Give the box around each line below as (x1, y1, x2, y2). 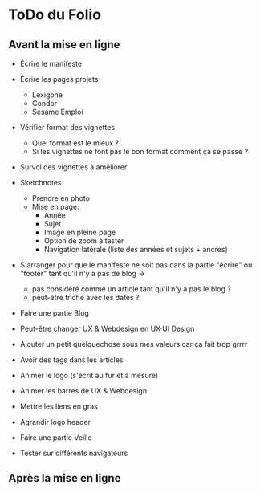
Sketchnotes (19, 178, 62, 187)
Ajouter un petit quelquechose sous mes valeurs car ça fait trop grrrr (19, 340, 248, 348)
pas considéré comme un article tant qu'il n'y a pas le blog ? (31, 284, 231, 294)
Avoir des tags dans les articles (19, 355, 124, 365)
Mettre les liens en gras (19, 401, 98, 411)
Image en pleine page (43, 227, 116, 237)
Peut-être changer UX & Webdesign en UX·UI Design (19, 324, 195, 333)
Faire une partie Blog (19, 308, 90, 318)
